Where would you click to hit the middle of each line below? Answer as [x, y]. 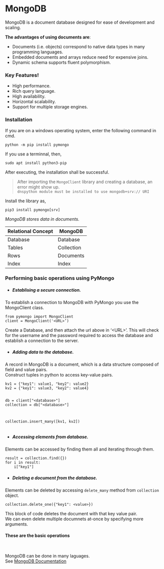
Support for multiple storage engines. [50, 107]
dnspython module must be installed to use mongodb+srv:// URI [83, 191]
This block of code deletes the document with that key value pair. [71, 514]
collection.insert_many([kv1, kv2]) [42, 422]
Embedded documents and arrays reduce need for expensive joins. [80, 57]
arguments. [17, 524]
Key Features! [22, 75]
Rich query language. [34, 91]
